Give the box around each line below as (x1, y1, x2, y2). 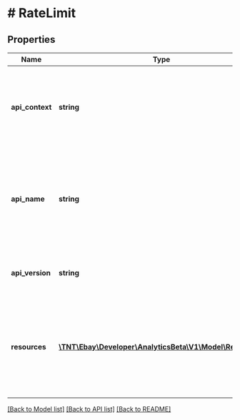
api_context (11, 102, 52, 112)
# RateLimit (7, 5, 76, 21)
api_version (11, 268, 51, 277)
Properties (7, 34, 56, 46)
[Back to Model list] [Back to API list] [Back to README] (7, 405, 171, 413)
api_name (11, 194, 45, 204)
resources (11, 342, 46, 352)
